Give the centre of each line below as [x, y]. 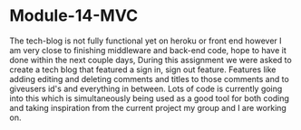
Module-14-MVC [74, 16]
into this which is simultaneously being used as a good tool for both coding [150, 98]
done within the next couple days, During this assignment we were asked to [150, 60]
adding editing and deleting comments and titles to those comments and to [150, 79]
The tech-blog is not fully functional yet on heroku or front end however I [146, 41]
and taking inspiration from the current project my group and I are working [148, 107]
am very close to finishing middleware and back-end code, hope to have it [148, 50]
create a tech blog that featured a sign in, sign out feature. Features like [143, 70]
